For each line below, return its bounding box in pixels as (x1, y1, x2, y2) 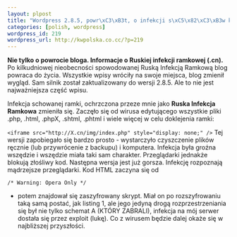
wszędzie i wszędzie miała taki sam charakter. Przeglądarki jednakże (7, 151, 208, 159)
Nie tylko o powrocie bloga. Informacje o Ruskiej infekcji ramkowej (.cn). (7, 56, 224, 64)
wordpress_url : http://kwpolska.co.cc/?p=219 (7, 37, 143, 44)
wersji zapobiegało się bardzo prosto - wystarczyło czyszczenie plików (7, 135, 214, 145)
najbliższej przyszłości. (17, 221, 85, 230)
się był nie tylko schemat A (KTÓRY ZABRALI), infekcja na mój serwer (17, 207, 219, 215)
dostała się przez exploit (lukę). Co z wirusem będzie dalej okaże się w (17, 214, 224, 223)
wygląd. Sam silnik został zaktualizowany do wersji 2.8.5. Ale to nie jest (7, 78, 214, 87)
